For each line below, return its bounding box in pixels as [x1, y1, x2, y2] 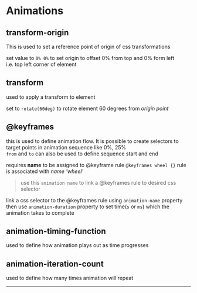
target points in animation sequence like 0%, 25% [6, 144, 127, 151]
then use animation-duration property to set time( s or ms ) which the [6, 203, 170, 210]
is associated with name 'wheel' [6, 168, 84, 175]
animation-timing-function [6, 227, 107, 237]
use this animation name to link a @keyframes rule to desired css [20, 179, 176, 186]
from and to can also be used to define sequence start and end [6, 150, 158, 157]
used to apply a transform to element [6, 93, 96, 101]
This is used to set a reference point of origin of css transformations [6, 43, 171, 50]
